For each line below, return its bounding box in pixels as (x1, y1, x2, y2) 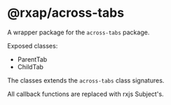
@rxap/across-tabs (7, 5, 125, 21)
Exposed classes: (7, 41, 58, 50)
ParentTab (17, 55, 48, 64)
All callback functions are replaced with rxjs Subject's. (7, 90, 164, 98)
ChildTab (17, 62, 44, 71)
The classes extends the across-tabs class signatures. (7, 76, 165, 85)
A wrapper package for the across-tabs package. (7, 28, 150, 36)
